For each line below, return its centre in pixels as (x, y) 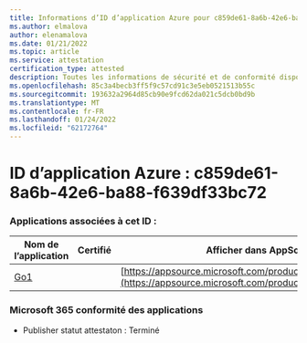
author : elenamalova (49, 35)
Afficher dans (236, 250)
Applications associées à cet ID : (83, 222)
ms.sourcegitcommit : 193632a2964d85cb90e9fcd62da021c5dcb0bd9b (132, 94)
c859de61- (236, 173)
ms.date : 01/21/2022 (49, 43)
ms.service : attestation (57, 60)
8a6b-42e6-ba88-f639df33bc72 (138, 193)
